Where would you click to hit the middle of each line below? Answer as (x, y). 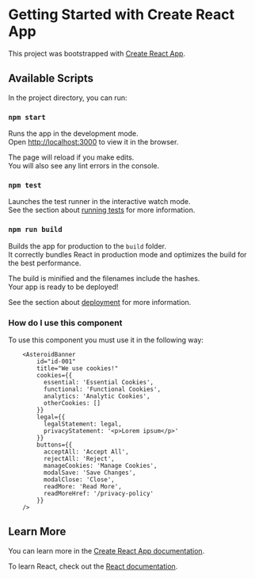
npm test (25, 185)
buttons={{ (55, 445)
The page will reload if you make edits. (71, 157)
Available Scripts (51, 78)
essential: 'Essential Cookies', (99, 382)
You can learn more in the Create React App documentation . (107, 550)
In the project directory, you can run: (68, 98)
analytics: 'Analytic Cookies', (97, 396)
